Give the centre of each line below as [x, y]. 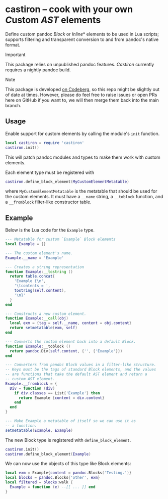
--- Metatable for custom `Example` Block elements [60, 239]
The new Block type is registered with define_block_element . [68, 440]
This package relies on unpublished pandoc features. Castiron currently [80, 64]
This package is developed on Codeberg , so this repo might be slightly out [82, 89]
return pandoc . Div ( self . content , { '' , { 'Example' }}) [66, 351]
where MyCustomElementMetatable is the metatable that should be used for [81, 191]
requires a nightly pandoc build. [38, 70]
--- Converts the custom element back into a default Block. [71, 342]
